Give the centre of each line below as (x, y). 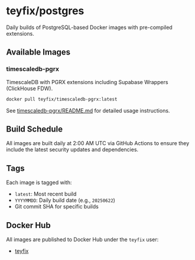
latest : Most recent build (45, 194)
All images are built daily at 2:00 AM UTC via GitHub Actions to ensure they (98, 143)
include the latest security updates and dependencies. (72, 150)
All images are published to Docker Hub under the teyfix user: (82, 239)
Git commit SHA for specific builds (56, 207)
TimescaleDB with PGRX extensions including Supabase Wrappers (87, 82)
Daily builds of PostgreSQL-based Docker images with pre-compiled (89, 27)
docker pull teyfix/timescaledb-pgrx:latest (62, 99)
